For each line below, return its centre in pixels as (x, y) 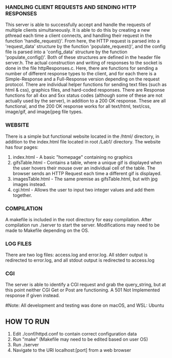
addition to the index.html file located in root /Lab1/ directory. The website (83, 141)
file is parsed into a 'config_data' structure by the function (67, 52)
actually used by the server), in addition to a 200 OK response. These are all (86, 101)
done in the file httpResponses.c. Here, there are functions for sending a (81, 68)
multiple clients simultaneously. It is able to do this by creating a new (78, 30)
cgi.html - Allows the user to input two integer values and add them (84, 189)
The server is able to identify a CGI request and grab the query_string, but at (86, 285)
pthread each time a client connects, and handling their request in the (79, 36)
